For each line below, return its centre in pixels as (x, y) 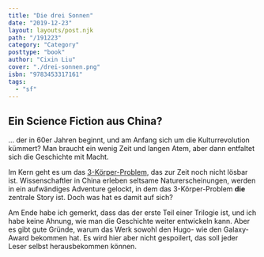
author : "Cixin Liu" (42, 60)
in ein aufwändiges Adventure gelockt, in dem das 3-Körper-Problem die (127, 189)
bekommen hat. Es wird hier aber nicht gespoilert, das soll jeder (134, 238)
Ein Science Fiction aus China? (85, 121)
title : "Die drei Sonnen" (51, 15)
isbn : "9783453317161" (45, 74)
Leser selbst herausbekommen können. (72, 247)
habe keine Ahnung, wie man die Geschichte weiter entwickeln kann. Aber (129, 221)
